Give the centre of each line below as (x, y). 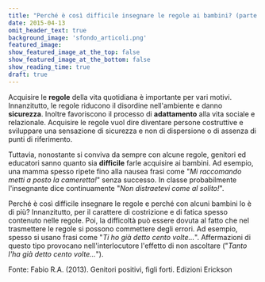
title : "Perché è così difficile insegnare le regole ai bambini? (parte (133, 15)
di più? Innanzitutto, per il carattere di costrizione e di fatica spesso (118, 211)
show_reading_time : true (49, 67)
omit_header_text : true (48, 30)
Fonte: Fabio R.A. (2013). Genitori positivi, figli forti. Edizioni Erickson (120, 269)
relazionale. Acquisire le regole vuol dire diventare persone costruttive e (126, 122)
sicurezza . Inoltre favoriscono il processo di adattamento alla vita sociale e (132, 114)
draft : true (28, 74)
